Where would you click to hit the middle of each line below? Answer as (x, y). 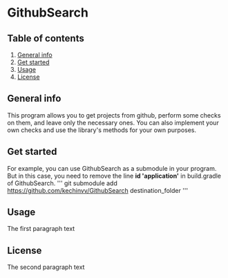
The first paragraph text (41, 229)
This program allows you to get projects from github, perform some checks (114, 115)
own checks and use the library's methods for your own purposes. (102, 130)
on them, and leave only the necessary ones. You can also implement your (113, 122)
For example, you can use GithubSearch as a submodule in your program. (112, 168)
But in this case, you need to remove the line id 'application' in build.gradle (114, 176)
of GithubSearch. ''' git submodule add (62, 183)
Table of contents (46, 38)
